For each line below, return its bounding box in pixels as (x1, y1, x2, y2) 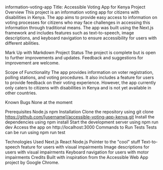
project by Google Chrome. (5, 160, 59, 165)
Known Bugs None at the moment (5, 100, 73, 105)
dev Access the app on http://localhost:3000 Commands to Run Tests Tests (5, 124, 157, 130)
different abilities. (5, 40, 40, 46)
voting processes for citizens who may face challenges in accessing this (5, 19, 150, 25)
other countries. (5, 90, 37, 96)
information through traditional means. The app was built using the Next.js (5, 25, 154, 31)
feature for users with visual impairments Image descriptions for (21, 144, 150, 150)
